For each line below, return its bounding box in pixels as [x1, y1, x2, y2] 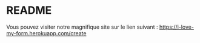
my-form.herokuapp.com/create [6, 29, 87, 36]
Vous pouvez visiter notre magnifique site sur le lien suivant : [6, 23, 158, 30]
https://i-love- [159, 23, 194, 30]
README [6, 4, 52, 17]
